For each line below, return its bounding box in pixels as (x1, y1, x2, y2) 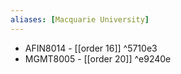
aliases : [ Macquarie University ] (10, 14, 150, 25)
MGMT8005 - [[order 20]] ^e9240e (24, 52, 172, 65)
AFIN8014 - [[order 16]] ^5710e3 (24, 42, 158, 54)
